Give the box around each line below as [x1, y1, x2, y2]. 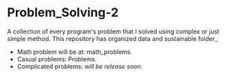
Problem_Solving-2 [7, 5, 118, 20]
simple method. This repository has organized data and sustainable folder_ [7, 34, 218, 42]
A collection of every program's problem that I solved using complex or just [7, 27, 220, 35]
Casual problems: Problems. [16, 55, 97, 63]
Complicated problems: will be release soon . [16, 62, 143, 70]
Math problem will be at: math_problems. [16, 48, 132, 56]
